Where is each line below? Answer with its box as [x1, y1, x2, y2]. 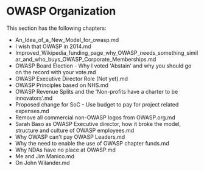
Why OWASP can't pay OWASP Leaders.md [15, 133, 125, 141]
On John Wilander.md [15, 159, 70, 166]
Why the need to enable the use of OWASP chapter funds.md [15, 139, 169, 147]
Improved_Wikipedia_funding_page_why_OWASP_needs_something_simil [15, 49, 199, 56]
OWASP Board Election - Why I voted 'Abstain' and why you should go [15, 62, 192, 69]
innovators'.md [15, 94, 53, 102]
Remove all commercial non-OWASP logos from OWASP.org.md [15, 114, 175, 121]
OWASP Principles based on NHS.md [15, 81, 108, 89]
